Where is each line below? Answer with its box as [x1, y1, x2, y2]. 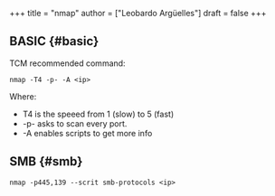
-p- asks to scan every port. [22, 117, 128, 129]
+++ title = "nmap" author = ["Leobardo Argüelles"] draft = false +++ [9, 8, 267, 18]
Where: [9, 90, 37, 102]
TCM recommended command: [9, 58, 126, 69]
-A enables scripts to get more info [22, 127, 153, 138]
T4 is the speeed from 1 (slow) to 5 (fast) [22, 108, 175, 119]
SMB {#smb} [9, 154, 83, 170]
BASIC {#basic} [9, 33, 100, 49]
